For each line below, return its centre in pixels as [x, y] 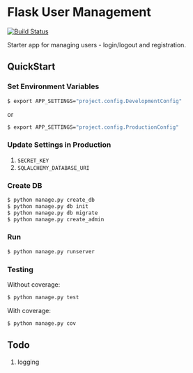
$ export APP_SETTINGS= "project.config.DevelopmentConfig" [95, 101]
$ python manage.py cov [42, 323]
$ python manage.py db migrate [53, 213]
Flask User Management [79, 12]
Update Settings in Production [59, 145]
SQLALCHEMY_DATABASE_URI [53, 168]
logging [28, 362]
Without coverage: [34, 284]
